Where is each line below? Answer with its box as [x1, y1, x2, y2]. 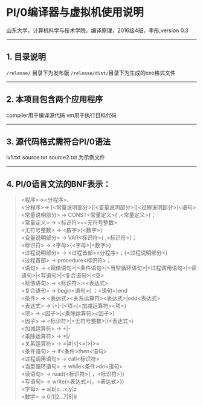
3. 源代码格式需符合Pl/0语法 [6, 136, 111, 147]
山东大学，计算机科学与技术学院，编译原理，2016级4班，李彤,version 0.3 [6, 27, 189, 34]
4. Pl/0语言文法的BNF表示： [6, 179, 111, 189]
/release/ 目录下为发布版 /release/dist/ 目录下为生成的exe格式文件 [6, 69, 176, 76]
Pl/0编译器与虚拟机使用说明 [6, 5, 144, 19]
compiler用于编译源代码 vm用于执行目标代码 [6, 111, 117, 119]
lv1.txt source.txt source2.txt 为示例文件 [6, 154, 106, 161]
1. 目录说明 [6, 52, 47, 62]
